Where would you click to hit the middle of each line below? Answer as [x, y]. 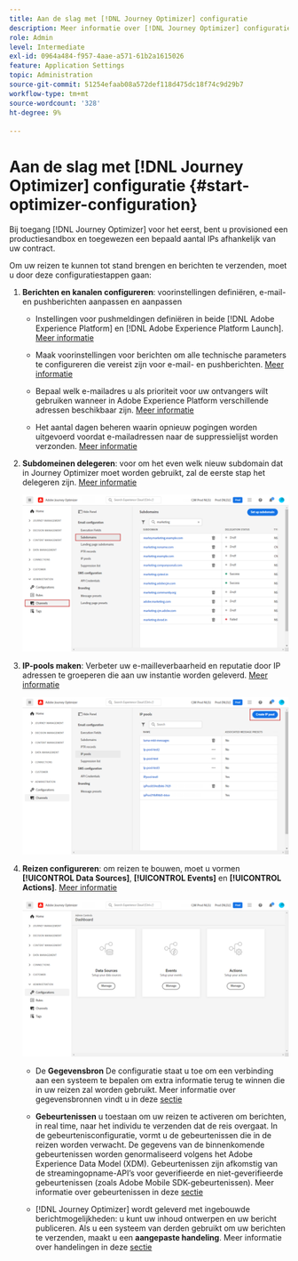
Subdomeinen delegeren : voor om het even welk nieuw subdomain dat [153, 463]
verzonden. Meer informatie [86, 446]
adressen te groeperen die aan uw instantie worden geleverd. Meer [145, 675]
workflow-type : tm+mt [49, 93]
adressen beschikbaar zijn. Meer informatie [115, 410]
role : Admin [31, 37]
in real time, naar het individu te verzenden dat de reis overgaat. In [156, 1126]
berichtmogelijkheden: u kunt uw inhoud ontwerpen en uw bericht [156, 1219]
